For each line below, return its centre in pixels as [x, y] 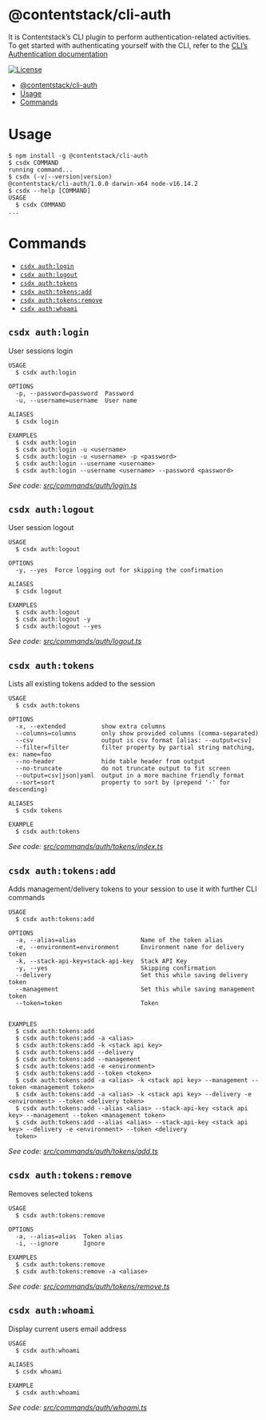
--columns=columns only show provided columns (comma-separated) [137, 734]
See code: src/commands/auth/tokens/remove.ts [89, 1286]
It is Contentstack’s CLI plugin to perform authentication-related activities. [130, 37]
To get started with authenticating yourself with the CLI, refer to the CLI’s [128, 45]
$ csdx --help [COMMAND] [50, 191]
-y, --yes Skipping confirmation [116, 968]
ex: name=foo [30, 754]
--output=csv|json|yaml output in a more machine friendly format [130, 776]
